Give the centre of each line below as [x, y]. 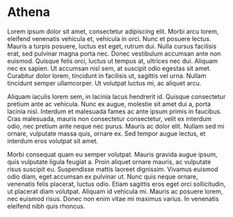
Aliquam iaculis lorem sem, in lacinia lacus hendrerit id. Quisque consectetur [116, 96]
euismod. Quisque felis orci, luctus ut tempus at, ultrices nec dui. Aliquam [112, 61]
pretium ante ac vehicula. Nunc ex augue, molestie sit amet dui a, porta [109, 104]
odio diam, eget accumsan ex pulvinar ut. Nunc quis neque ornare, [103, 176]
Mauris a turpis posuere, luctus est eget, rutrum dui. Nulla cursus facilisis [112, 46]
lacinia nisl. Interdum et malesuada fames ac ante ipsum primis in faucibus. [115, 111]
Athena [29, 12]
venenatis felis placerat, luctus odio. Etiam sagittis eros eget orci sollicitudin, [116, 184]
